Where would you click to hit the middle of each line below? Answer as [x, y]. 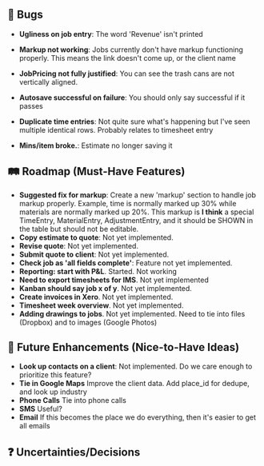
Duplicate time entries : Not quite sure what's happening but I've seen [135, 121]
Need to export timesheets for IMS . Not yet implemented [114, 280]
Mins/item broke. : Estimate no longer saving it [96, 145]
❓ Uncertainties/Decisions [74, 452]
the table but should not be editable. [79, 229]
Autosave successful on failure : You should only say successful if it [132, 98]
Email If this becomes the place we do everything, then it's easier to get [138, 417]
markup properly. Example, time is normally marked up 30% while [128, 203]
